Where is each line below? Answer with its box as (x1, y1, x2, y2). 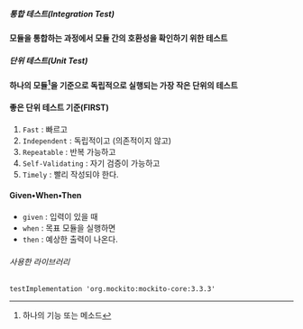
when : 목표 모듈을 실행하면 (22, 223, 116, 233)
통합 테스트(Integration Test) (9, 8, 115, 19)
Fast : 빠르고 (22, 123, 68, 134)
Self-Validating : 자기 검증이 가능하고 (22, 158, 161, 169)
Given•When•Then (9, 190, 82, 201)
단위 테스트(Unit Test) (9, 55, 88, 66)
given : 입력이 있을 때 (22, 212, 98, 222)
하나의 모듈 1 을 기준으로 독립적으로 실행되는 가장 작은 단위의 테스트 (9, 78, 239, 90)
